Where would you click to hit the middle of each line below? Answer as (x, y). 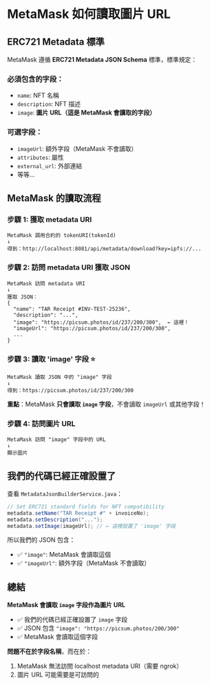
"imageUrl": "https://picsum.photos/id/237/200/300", (92, 328)
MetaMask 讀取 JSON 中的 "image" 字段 (60, 377)
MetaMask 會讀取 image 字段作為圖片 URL (66, 605)
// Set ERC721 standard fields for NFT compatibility (86, 507)
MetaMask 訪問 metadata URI (46, 283)
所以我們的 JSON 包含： (41, 540)
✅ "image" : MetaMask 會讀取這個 (64, 555)
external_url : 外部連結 (50, 165)
